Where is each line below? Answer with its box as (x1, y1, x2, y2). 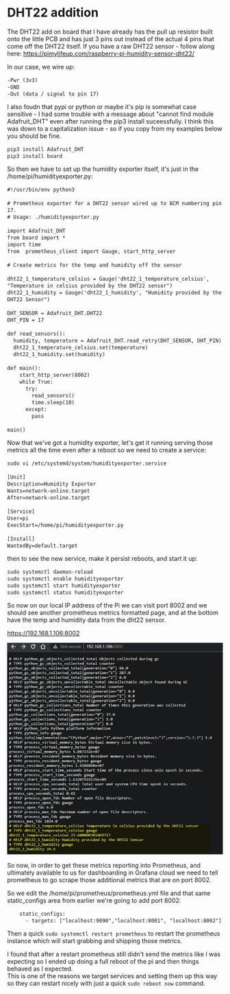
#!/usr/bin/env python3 (7, 186, 75, 193)
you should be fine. (7, 132, 62, 140)
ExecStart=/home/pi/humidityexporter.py (7, 522, 125, 529)
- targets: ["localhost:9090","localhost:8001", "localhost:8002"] (25, 918, 222, 925)
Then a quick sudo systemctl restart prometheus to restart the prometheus (7, 929, 220, 938)
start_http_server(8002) (19, 371, 90, 378)
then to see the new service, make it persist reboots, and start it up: (7, 554, 198, 562)
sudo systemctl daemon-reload (7, 568, 94, 575)
